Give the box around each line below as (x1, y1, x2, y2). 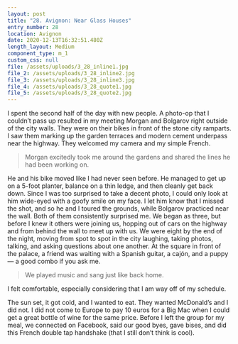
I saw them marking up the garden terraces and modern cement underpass (7, 132, 228, 140)
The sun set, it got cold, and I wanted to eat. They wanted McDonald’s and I (7, 299, 229, 307)
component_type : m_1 (7, 50, 69, 57)
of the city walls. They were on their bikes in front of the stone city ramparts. (7, 124, 232, 133)
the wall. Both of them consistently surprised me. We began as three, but (7, 212, 222, 221)
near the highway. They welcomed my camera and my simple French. (7, 139, 211, 148)
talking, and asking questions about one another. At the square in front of (7, 242, 222, 250)
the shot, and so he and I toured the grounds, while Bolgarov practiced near (7, 204, 229, 213)
